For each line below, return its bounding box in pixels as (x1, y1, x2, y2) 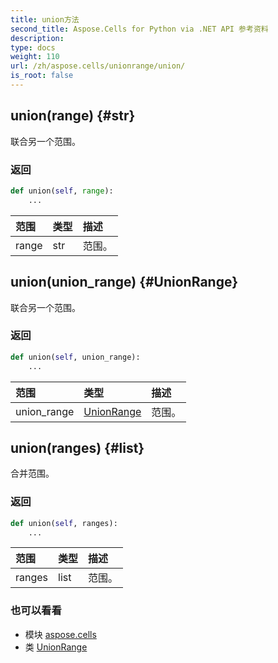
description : (10, 33, 65, 43)
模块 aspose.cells (24, 628, 97, 640)
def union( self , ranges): (10, 518, 118, 528)
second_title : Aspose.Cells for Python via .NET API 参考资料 (10, 24, 269, 34)
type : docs (10, 42, 56, 53)
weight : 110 (10, 52, 60, 62)
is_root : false (10, 71, 74, 81)
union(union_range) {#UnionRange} (10, 274, 239, 291)
